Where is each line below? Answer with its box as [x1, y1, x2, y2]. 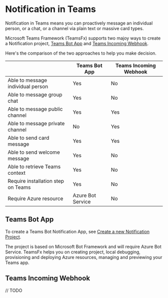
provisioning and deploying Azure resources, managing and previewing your [5, 254, 162, 260]
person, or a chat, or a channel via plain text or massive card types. [5, 25, 144, 31]
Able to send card [7, 134, 49, 141]
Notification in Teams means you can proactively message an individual [5, 20, 153, 26]
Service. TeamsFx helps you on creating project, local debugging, [5, 249, 141, 255]
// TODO [5, 287, 22, 293]
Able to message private [7, 120, 65, 127]
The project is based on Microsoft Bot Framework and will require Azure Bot [5, 243, 161, 249]
